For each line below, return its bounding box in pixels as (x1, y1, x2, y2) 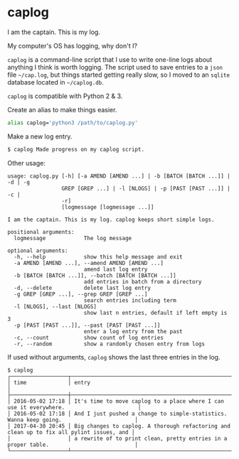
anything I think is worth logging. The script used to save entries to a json (7, 63, 223, 71)
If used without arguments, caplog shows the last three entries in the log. (7, 352, 221, 361)
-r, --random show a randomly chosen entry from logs (14, 340, 205, 347)
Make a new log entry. (7, 132, 73, 141)
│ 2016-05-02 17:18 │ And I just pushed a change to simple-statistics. (7, 410, 228, 417)
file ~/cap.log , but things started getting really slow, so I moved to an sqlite (7, 70, 230, 79)
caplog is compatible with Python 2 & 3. (7, 92, 123, 100)
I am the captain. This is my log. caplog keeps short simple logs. (7, 216, 215, 223)
